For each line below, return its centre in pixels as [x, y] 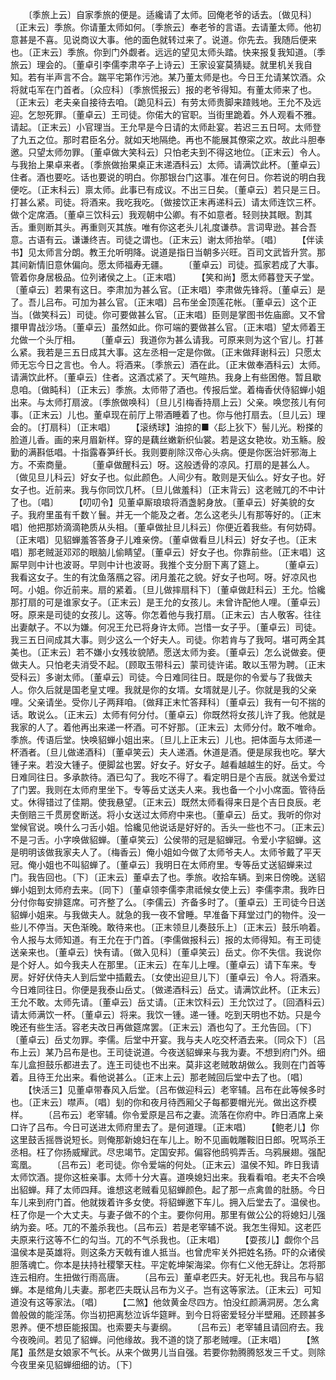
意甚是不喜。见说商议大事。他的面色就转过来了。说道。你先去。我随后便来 [163, 39]
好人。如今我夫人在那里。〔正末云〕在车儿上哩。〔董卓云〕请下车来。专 [172, 964]
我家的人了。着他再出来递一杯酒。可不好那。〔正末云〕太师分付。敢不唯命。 [166, 727]
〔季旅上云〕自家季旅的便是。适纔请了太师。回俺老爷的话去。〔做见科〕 [172, 14]
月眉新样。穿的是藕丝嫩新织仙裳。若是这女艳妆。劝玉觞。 [198, 439]
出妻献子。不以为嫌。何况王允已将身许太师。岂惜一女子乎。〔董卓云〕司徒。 [166, 627]
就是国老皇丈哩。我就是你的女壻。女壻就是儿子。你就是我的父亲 [185, 689]
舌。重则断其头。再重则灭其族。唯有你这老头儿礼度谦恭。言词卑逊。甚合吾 [163, 227]
